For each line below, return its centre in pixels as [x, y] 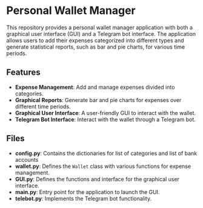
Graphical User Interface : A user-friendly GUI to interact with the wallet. [105, 113]
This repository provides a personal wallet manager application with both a [99, 27]
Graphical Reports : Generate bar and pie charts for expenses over [98, 100]
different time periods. [43, 106]
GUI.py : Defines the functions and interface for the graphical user [97, 179]
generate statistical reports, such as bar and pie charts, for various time [96, 47]
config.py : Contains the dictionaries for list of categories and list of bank [106, 153]
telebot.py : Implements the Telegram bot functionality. [83, 198]
